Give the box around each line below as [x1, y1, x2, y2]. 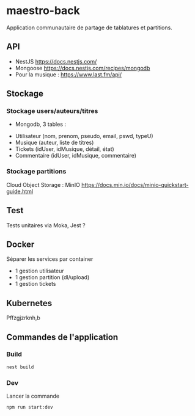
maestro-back [6, 4, 81, 18]
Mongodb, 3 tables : [15, 120, 66, 128]
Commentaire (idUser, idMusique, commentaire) [15, 152, 136, 159]
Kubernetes [6, 297, 53, 308]
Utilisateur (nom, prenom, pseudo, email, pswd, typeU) [15, 133, 154, 140]
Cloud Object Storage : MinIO [6, 181, 81, 188]
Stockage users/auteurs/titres [6, 107, 98, 115]
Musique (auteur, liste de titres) [15, 139, 94, 147]
